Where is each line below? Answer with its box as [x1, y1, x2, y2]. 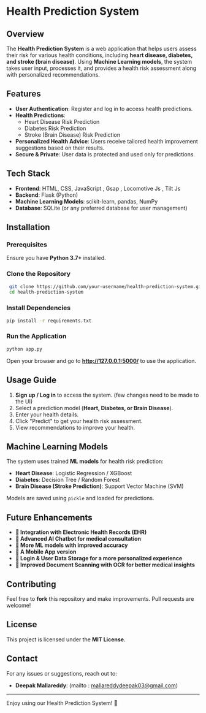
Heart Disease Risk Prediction [24, 118, 100, 125]
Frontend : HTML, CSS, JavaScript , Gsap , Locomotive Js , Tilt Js [15, 185, 181, 192]
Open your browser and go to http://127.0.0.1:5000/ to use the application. [6, 357, 196, 364]
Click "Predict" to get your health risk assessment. [15, 417, 143, 424]
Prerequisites [6, 240, 47, 249]
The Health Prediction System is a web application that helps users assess [6, 45, 197, 52]
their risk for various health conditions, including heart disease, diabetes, [6, 51, 193, 59]
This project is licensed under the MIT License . [6, 636, 126, 643]
